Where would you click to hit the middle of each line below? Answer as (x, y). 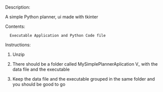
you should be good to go (39, 84)
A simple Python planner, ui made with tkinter (52, 17)
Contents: (15, 26)
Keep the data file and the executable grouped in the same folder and (84, 79)
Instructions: (18, 45)
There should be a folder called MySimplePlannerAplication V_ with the (85, 64)
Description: (18, 7)
